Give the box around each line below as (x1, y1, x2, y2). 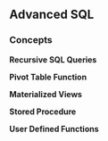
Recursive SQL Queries (9, 54, 97, 65)
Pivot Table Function (9, 71, 87, 82)
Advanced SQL (9, 7, 95, 22)
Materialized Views (9, 88, 83, 99)
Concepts (9, 34, 54, 46)
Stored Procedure (9, 106, 77, 117)
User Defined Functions (9, 123, 100, 134)
